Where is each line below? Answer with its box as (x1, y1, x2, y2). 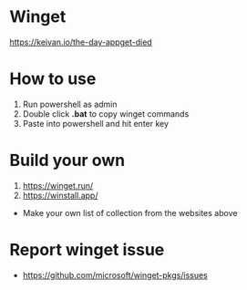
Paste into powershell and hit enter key (22, 118, 170, 129)
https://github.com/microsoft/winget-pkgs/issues (22, 269, 208, 280)
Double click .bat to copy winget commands (22, 108, 190, 119)
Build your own (9, 150, 126, 171)
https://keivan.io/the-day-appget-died (9, 36, 152, 47)
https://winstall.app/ (22, 190, 98, 201)
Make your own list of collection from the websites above (22, 207, 238, 218)
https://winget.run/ (22, 180, 94, 191)
